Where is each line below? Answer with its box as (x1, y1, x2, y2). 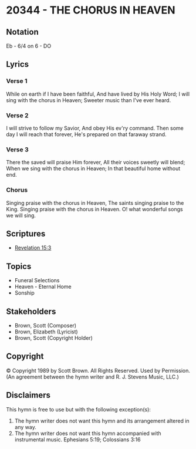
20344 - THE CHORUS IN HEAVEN (6, 4, 175, 17)
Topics (6, 261, 32, 271)
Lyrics (6, 59, 29, 69)
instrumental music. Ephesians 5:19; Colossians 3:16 (14, 436, 141, 443)
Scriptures (6, 228, 46, 238)
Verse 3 (6, 145, 29, 153)
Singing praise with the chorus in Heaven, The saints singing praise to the (6, 199, 184, 206)
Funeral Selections (14, 277, 60, 284)
